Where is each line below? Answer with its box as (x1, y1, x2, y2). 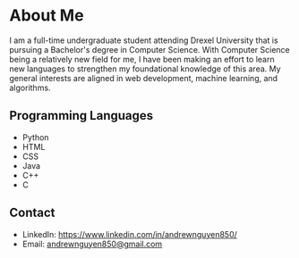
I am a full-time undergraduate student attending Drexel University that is (9, 35, 279, 46)
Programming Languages (9, 108, 154, 123)
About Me (9, 5, 84, 26)
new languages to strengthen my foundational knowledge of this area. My (9, 63, 281, 74)
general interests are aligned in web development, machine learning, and (9, 72, 278, 83)
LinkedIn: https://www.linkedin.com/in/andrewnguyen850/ (21, 229, 237, 239)
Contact (9, 205, 56, 221)
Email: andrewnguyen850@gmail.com (21, 238, 163, 249)
